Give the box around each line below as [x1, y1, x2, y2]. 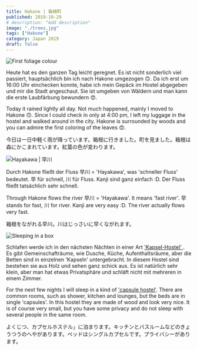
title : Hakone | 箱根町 [6, 8, 62, 15]
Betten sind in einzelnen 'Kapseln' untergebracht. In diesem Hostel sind [6, 256, 179, 263]
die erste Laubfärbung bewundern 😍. [6, 93, 98, 100]
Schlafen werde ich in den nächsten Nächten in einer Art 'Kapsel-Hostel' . [6, 243, 185, 250]
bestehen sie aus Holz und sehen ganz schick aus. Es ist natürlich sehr [6, 262, 178, 269]
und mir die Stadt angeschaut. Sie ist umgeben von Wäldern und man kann [6, 87, 188, 95]
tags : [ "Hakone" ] [6, 31, 49, 36]
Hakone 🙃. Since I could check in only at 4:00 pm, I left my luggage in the [6, 111, 186, 118]
